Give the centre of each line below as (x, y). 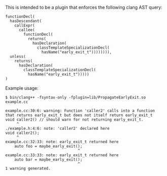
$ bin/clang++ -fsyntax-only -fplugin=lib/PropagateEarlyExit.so (75, 97)
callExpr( (25, 25)
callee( (27, 30)
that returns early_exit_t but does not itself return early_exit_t (79, 115)
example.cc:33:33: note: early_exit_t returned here (62, 155)
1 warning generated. (28, 168)
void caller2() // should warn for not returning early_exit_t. (74, 120)
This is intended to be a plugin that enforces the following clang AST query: (84, 7)
